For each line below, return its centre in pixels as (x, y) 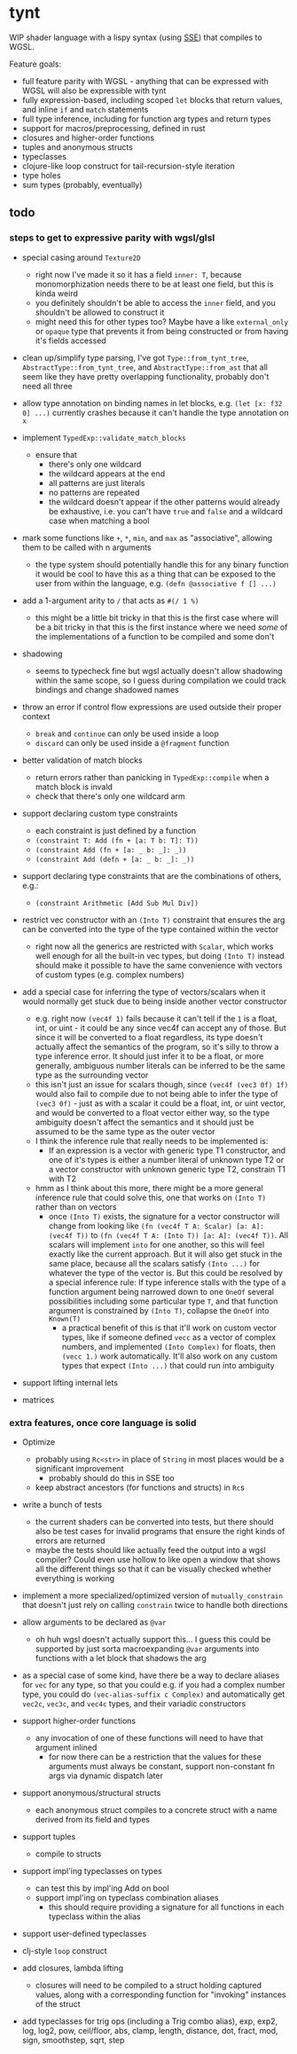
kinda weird (56, 293)
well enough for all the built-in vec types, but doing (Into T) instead (160, 955)
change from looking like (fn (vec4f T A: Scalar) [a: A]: (156, 1226)
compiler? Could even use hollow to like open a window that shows (158, 1559)
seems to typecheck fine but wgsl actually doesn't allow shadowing (159, 670)
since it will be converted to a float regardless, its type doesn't (149, 1037)
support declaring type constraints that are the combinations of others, (152, 875)
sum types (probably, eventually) (82, 184)
